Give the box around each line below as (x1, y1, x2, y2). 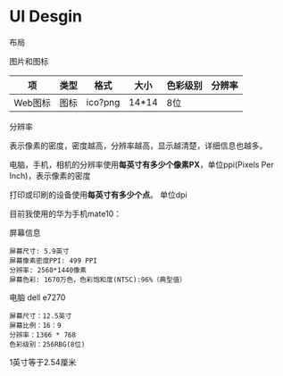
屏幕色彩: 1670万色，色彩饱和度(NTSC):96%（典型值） (9, 275, 187, 284)
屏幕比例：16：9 (9, 321, 62, 330)
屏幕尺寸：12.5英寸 (9, 311, 72, 321)
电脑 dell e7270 (9, 292, 66, 303)
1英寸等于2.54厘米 (9, 356, 77, 367)
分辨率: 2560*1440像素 (9, 265, 87, 274)
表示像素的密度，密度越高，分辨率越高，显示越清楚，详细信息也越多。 (9, 140, 268, 151)
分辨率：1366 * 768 (9, 330, 77, 339)
